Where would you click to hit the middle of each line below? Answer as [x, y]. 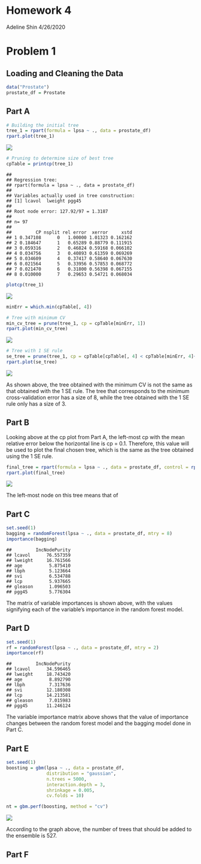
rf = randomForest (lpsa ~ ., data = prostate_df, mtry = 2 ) [83, 648]
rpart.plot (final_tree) [36, 473]
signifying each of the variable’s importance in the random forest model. [95, 609]
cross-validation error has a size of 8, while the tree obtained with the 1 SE [98, 397]
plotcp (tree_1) [25, 285]
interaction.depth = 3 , [76, 785]
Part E [17, 749]
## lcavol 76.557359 [38, 555]
